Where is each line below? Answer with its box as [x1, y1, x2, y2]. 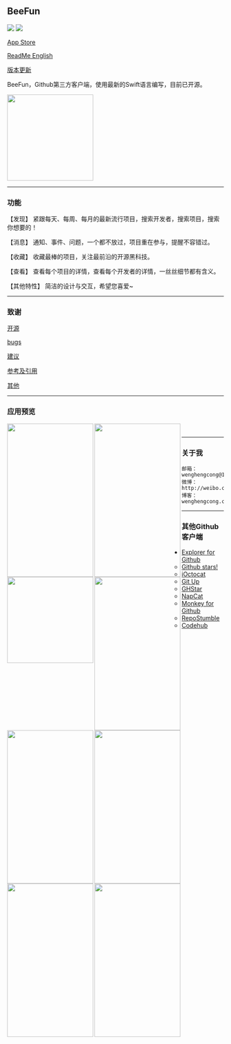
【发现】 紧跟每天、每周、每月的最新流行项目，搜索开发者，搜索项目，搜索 [7, 215, 220, 223]
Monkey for [181, 600, 214, 608]
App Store [7, 38, 36, 46]
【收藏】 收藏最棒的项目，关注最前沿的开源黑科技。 [7, 253, 153, 261]
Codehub [181, 622, 208, 630]
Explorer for [181, 548, 215, 557]
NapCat [181, 592, 203, 600]
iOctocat [181, 570, 206, 578]
